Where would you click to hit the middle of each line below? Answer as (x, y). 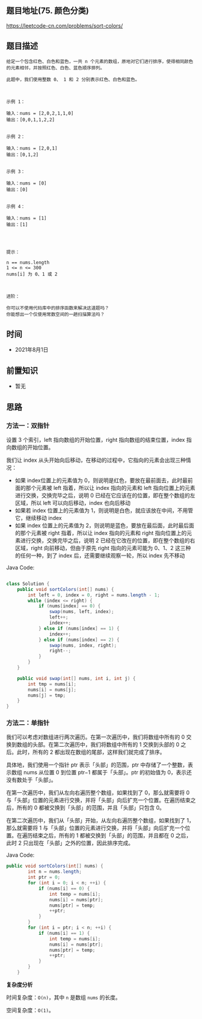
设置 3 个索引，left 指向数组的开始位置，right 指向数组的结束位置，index (96, 439)
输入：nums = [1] (26, 218)
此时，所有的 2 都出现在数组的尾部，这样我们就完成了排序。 (91, 752)
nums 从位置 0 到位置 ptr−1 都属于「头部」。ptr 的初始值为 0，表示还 (108, 773)
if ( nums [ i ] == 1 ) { (64, 933)
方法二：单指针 (28, 723)
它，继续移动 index (38, 518)
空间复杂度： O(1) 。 (30, 1010)
